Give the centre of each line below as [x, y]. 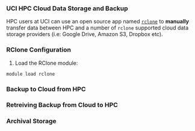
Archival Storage [31, 121]
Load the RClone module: [46, 63]
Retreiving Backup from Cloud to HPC [62, 105]
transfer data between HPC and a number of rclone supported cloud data [97, 28]
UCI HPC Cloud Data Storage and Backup [67, 8]
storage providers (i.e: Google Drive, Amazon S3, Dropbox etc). [85, 34]
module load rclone [31, 74]
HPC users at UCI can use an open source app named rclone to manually [98, 22]
